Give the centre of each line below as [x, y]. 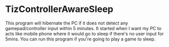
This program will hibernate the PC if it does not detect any [67, 23]
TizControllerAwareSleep [59, 9]
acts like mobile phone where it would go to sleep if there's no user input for [85, 33]
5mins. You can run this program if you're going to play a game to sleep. [80, 39]
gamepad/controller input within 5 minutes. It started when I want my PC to [83, 28]
